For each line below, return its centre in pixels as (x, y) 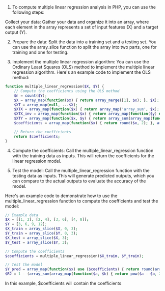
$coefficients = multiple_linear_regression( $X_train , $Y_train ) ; (74, 256)
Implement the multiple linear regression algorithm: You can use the (81, 62)
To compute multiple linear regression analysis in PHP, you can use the (84, 7)
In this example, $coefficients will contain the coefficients (63, 283)
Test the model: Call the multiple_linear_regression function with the (81, 170)
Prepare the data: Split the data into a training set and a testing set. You (84, 42)
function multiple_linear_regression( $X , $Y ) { (55, 87)
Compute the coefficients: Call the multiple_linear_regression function (83, 150)
